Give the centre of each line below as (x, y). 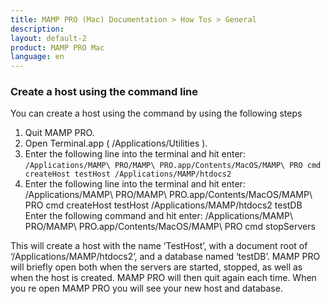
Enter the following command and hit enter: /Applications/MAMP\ (158, 216)
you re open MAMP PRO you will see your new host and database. (146, 288)
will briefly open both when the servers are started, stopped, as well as (156, 267)
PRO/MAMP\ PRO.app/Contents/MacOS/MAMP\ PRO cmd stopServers (170, 227)
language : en (37, 57)
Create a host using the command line (104, 92)
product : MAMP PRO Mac (57, 47)
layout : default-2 (48, 38)
